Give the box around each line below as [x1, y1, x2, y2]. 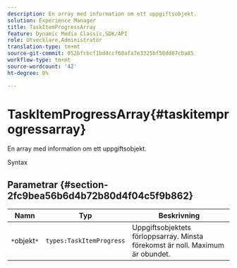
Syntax [7, 158, 28, 167]
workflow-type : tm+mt [7, 57, 71, 64]
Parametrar [7, 178, 59, 191]
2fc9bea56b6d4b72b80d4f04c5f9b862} [7, 190, 194, 202]
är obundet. [132, 249, 171, 259]
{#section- [59, 178, 109, 191]
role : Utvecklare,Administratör [7, 37, 102, 44]
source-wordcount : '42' [7, 63, 78, 70]
